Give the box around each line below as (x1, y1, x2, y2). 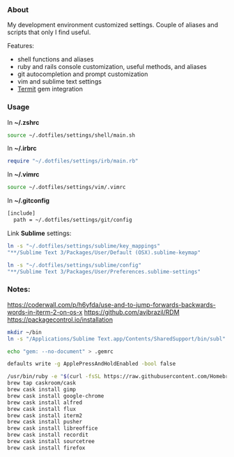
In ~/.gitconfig (7, 197, 50, 205)
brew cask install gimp (7, 386, 77, 394)
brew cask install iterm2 (7, 412, 82, 419)
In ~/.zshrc (7, 118, 40, 126)
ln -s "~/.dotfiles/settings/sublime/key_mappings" (7, 242, 160, 249)
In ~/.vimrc (7, 170, 40, 179)
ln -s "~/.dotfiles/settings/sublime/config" (7, 262, 141, 269)
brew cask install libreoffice (7, 425, 98, 432)
